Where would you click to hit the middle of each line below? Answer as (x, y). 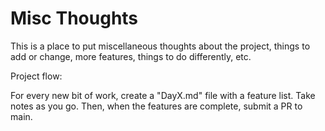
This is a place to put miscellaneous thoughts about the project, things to (160, 46)
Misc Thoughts (74, 18)
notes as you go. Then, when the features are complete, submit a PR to (156, 106)
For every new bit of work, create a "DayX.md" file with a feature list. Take (163, 95)
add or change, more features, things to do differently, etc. (131, 56)
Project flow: (36, 76)
